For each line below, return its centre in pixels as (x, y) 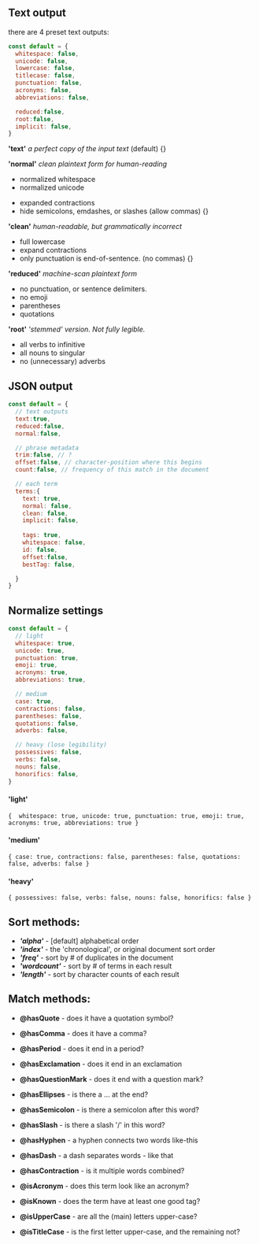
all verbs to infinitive (52, 345)
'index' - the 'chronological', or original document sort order (117, 949)
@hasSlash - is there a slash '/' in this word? (92, 1124)
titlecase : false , (46, 76)
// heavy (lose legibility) (61, 745)
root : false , (35, 119)
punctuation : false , (49, 83)
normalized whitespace (57, 180)
